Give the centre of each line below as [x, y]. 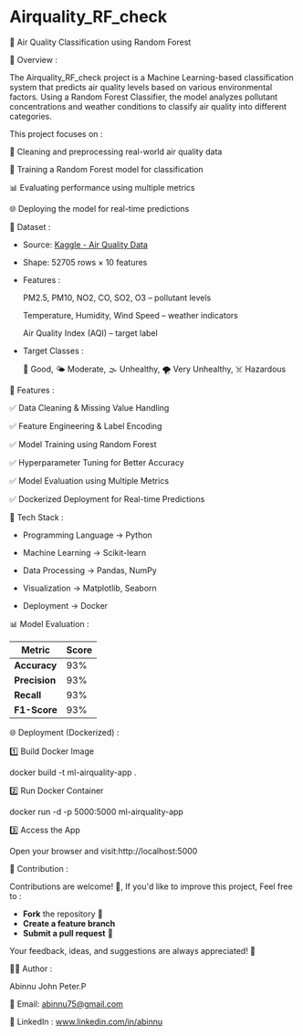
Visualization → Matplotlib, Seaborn [89, 588]
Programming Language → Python [87, 535]
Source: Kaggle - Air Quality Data [85, 245]
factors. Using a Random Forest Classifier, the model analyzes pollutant [144, 97]
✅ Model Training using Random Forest [83, 444]
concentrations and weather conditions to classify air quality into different [148, 106]
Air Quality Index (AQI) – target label [90, 333]
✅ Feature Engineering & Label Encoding [86, 425]
